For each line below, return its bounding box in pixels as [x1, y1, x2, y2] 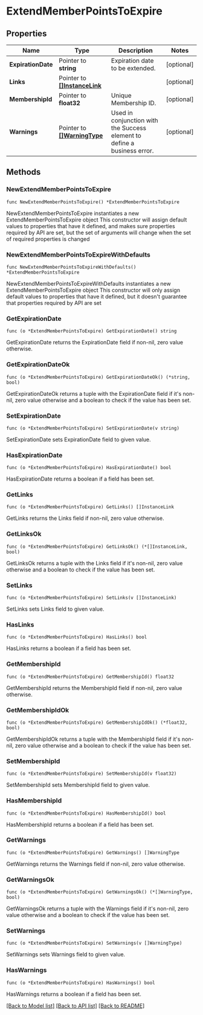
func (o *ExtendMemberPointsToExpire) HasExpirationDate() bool [6, 465, 172, 471]
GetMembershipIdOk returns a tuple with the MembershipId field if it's [6, 735, 181, 743]
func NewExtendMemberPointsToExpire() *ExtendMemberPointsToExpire [6, 199, 180, 205]
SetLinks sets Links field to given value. [6, 605, 105, 613]
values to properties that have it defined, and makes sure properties [6, 222, 175, 229]
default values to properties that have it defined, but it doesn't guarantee [6, 292, 187, 300]
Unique [111, 91, 132, 99]
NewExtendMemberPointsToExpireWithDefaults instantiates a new [6, 280, 171, 287]
